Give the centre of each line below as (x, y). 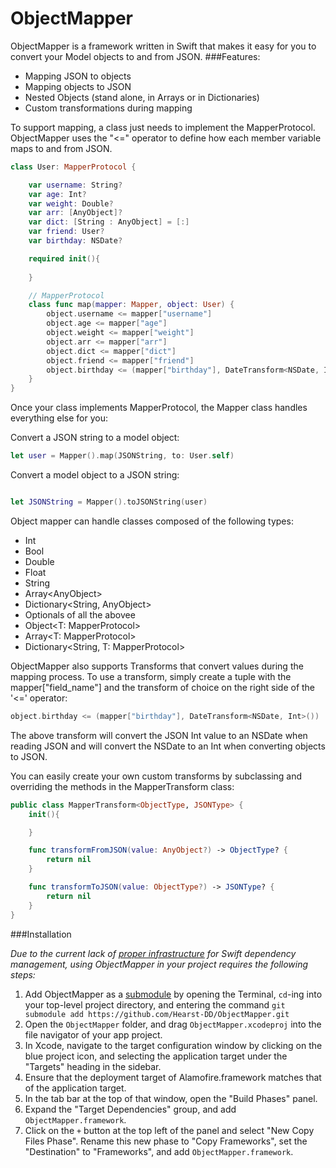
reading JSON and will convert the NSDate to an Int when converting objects (168, 746)
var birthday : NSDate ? (75, 241)
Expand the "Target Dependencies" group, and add (130, 1109)
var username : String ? (75, 185)
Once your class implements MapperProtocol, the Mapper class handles (159, 408)
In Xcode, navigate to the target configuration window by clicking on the (173, 1045)
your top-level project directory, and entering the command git (155, 1004)
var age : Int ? (57, 194)
